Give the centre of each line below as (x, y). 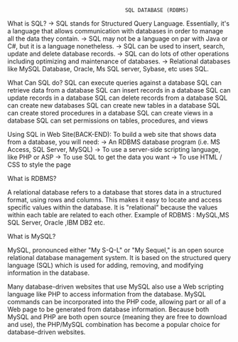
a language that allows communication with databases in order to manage (115, 31)
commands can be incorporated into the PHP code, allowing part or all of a (117, 302)
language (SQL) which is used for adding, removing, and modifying (106, 265)
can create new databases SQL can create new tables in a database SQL (114, 105)
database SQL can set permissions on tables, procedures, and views (108, 120)
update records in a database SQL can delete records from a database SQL (118, 98)
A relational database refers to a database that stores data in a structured (114, 192)
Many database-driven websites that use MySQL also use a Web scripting (115, 286)
